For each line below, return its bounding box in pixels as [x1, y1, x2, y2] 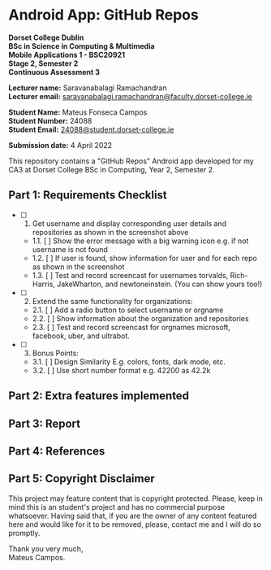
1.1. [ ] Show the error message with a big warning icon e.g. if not [32, 236, 249, 246]
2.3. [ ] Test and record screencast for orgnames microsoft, [32, 322, 231, 332]
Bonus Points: [32, 348, 79, 358]
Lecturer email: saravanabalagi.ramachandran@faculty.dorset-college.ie [8, 91, 253, 101]
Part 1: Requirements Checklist [8, 189, 168, 202]
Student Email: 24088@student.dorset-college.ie [8, 124, 174, 134]
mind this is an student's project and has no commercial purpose [8, 502, 226, 511]
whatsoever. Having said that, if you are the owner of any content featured [8, 511, 257, 520]
